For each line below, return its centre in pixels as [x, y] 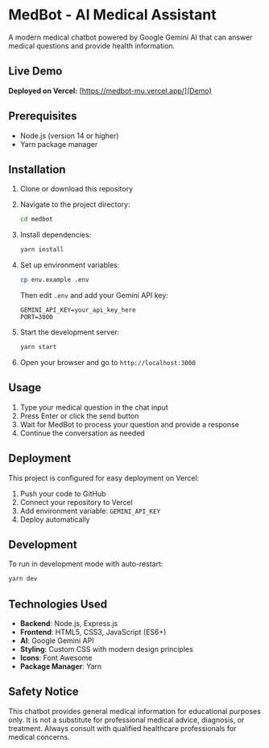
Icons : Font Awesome [56, 658]
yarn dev [23, 579]
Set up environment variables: [70, 265]
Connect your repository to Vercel [76, 502]
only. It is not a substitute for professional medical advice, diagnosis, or [126, 720]
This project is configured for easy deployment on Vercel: [104, 477]
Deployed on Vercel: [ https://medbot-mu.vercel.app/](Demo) [110, 90]
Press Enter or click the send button [79, 416]
